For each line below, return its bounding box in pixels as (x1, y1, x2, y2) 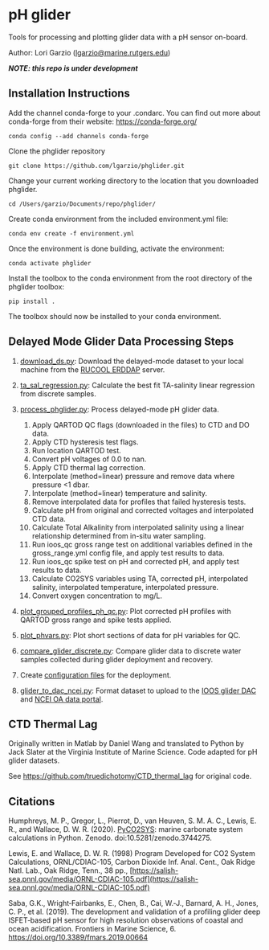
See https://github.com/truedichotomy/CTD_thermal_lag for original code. (8, 772, 252, 781)
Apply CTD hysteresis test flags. (31, 436, 139, 447)
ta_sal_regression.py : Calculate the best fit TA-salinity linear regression (19, 380, 255, 390)
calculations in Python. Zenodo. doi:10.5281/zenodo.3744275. (8, 833, 213, 843)
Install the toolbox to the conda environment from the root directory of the (8, 273, 253, 283)
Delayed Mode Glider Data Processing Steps (8, 335, 234, 349)
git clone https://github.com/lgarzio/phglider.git (8, 162, 185, 170)
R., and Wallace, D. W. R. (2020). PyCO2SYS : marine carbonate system (8, 825, 243, 834)
